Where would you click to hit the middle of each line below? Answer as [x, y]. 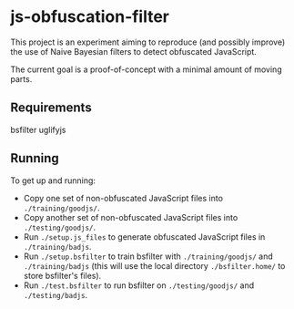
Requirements [51, 108]
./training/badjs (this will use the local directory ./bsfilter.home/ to [154, 265]
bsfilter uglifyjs [38, 129]
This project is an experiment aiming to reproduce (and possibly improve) [148, 42]
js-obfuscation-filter [90, 17]
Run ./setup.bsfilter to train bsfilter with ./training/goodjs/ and [148, 256]
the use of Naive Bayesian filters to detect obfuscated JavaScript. [134, 51]
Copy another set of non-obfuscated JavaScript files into [131, 217]
